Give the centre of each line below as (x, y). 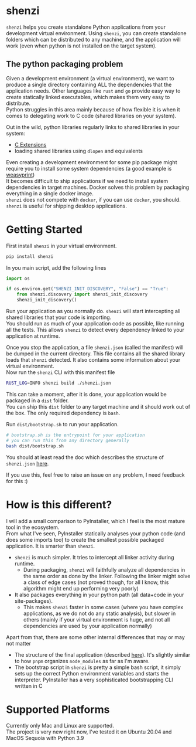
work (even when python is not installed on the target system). (81, 46)
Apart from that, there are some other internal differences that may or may (96, 637)
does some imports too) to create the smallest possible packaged (85, 539)
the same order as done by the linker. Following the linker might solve (107, 576)
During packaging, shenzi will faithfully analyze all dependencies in (104, 569)
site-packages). (34, 601)
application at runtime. (33, 336)
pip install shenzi (30, 256)
